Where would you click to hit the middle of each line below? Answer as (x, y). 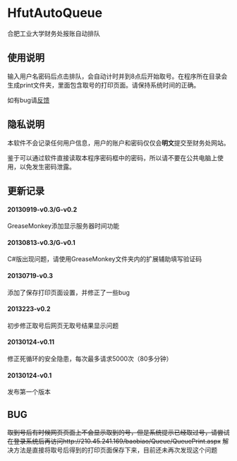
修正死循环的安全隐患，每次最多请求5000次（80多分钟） (90, 359)
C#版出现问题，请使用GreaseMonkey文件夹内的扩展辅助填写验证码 (105, 259)
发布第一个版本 (29, 392)
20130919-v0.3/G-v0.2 (42, 209)
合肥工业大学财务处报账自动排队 (54, 33)
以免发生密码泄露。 (47, 167)
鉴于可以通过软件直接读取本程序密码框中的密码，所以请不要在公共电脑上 (112, 157)
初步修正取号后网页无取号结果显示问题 (63, 325)
